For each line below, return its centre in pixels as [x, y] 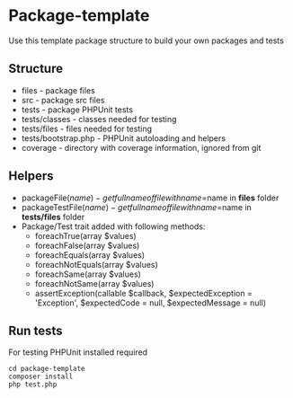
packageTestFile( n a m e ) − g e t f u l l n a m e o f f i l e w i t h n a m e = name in [137, 207]
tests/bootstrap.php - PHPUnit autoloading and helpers [124, 138]
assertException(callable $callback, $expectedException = [143, 293]
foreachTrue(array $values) [85, 235]
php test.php [33, 385]
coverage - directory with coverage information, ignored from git [141, 147]
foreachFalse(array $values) [87, 245]
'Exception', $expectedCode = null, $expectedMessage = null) [151, 303]
